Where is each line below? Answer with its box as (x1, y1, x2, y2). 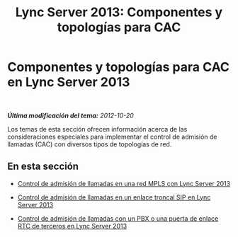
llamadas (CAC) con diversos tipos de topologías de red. (7, 139, 172, 149)
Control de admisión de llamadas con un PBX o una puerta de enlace (17, 214, 219, 223)
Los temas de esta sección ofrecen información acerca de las (7, 125, 188, 133)
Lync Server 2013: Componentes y (15, 4, 223, 21)
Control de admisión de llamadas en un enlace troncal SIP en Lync (17, 192, 211, 202)
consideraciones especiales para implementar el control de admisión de (7, 132, 217, 141)
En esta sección (7, 161, 79, 173)
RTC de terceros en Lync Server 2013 (17, 221, 127, 230)
